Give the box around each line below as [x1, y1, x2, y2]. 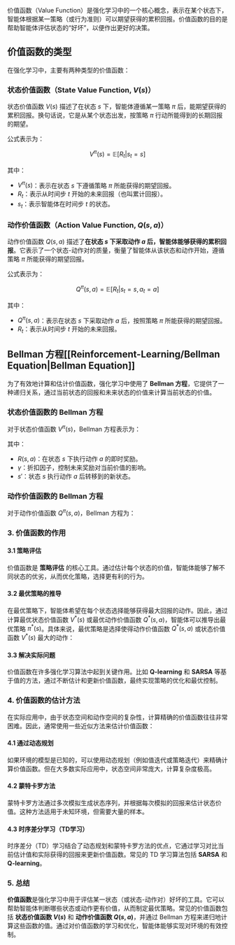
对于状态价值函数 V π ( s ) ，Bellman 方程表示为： [7, 424, 141, 433]
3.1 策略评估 [7, 546, 42, 555]
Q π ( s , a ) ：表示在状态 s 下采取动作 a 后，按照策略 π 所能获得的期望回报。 [17, 315, 227, 325]
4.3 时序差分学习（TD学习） [7, 825, 89, 833]
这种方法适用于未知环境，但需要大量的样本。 [19, 807, 148, 816]
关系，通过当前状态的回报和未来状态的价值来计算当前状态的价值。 [25, 388, 215, 397]
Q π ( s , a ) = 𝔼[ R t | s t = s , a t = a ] [76, 284, 159, 295]
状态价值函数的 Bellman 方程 [7, 407, 104, 417]
